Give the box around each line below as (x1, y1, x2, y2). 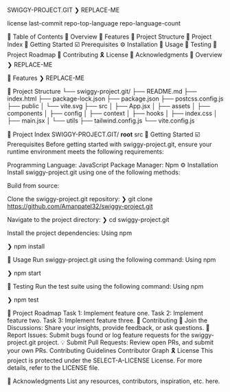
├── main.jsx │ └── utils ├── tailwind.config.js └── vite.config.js (7, 116, 195, 125)
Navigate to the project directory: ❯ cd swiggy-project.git (7, 216, 170, 223)
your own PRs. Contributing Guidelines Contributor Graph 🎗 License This (7, 347, 214, 354)
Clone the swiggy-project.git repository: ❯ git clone (7, 195, 153, 203)
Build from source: (7, 182, 60, 189)
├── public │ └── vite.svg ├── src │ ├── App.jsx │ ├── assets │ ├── (7, 102, 211, 110)
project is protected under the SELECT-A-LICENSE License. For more (7, 356, 203, 364)
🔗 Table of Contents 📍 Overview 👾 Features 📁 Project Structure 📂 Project (7, 32, 212, 41)
